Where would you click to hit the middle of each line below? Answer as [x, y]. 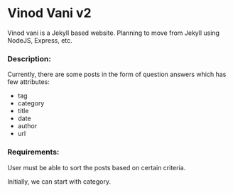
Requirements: [33, 152]
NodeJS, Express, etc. [40, 40]
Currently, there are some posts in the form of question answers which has [117, 74]
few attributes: [28, 82]
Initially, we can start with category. [59, 181]
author [27, 126]
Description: [29, 58]
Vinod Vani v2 [49, 13]
